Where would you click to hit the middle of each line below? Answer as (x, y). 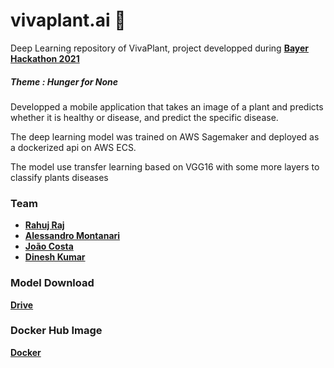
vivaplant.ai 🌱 (68, 20)
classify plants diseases (59, 177)
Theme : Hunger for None (64, 81)
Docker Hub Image (56, 331)
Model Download (52, 283)
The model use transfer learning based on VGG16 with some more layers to (165, 166)
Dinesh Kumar (55, 257)
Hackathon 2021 (45, 58)
